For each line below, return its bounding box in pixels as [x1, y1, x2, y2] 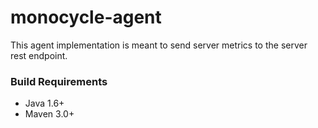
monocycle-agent [10, 6, 162, 29]
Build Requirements [10, 74, 108, 88]
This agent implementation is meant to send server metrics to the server [10, 39, 308, 51]
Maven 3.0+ [24, 108, 75, 120]
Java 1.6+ [24, 97, 65, 110]
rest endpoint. [10, 49, 68, 61]
